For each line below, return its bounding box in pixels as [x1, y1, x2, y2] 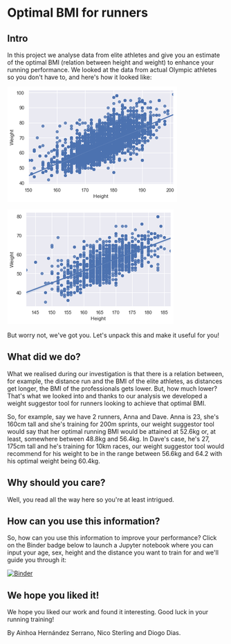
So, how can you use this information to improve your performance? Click [7, 534, 217, 542]
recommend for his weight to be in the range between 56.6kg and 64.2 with [7, 449, 223, 457]
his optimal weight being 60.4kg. [7, 457, 100, 465]
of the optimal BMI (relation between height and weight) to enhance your [7, 58, 214, 67]
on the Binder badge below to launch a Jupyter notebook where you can [7, 541, 214, 550]
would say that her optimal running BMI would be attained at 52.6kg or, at [7, 427, 216, 435]
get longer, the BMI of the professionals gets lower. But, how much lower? [7, 384, 218, 393]
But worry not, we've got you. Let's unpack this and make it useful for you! [7, 331, 220, 339]
